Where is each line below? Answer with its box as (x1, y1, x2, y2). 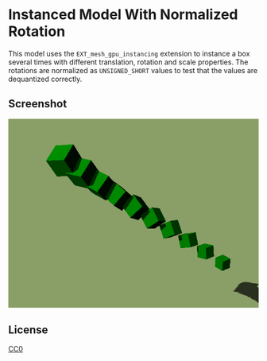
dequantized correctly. (8, 74, 83, 83)
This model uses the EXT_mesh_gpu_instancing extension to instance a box (8, 49, 250, 58)
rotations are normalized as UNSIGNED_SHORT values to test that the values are (8, 65, 258, 75)
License (8, 323, 48, 336)
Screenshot (8, 97, 68, 111)
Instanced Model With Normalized (8, 6, 238, 24)
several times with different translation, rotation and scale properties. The (8, 57, 249, 67)
